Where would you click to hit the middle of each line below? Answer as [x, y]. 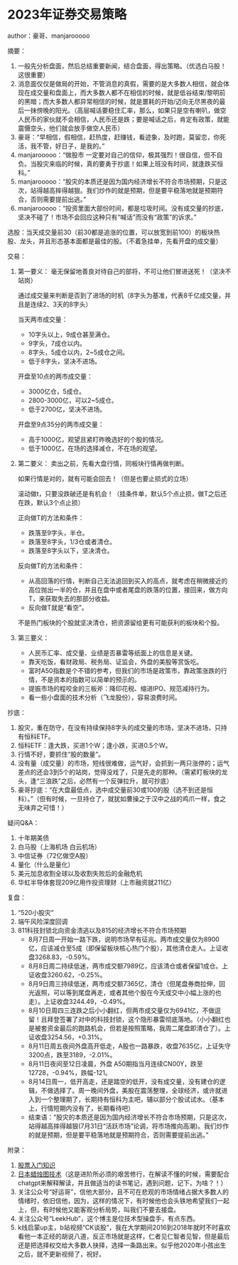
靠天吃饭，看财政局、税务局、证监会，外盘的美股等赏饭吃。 [115, 662]
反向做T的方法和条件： [51, 566]
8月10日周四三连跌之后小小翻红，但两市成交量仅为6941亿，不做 [121, 1010]
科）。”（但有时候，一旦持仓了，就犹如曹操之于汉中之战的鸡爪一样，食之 [121, 798]
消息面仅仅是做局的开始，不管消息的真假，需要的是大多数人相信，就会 [120, 83]
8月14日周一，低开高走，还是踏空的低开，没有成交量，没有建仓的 [124, 1081]
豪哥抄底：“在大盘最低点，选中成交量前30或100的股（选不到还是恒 [115, 790]
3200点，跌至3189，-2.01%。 [72, 1054]
